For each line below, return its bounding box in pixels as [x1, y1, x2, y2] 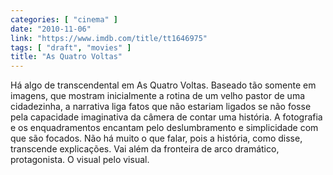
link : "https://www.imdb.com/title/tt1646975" [10, 33, 208, 43]
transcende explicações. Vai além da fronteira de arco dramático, [10, 143, 280, 155]
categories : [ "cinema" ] [10, 14, 118, 25]
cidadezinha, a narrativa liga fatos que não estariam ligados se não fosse [10, 101, 312, 113]
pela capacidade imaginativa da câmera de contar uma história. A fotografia [10, 111, 323, 123]
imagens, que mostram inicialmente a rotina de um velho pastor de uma [10, 90, 306, 102]
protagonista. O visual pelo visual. [10, 154, 150, 166]
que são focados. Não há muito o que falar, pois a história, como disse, [10, 132, 303, 145]
